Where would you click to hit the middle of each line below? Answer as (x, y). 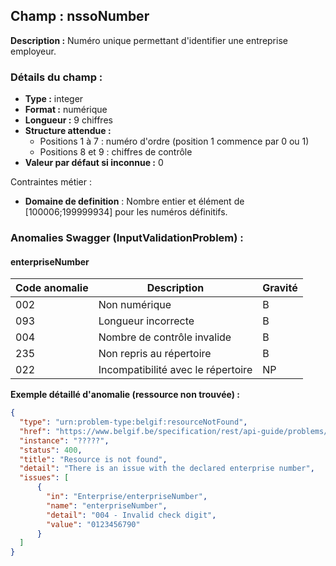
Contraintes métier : (51, 182)
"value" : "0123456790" (93, 524)
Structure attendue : (68, 131)
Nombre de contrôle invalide (165, 337)
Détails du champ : (56, 77)
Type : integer (54, 99)
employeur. (33, 51)
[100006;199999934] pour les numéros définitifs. (126, 212)
